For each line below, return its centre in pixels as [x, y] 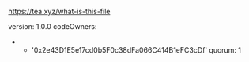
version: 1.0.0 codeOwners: [53, 26]
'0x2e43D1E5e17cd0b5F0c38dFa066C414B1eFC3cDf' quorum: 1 [136, 50]
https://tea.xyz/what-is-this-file [59, 11]
